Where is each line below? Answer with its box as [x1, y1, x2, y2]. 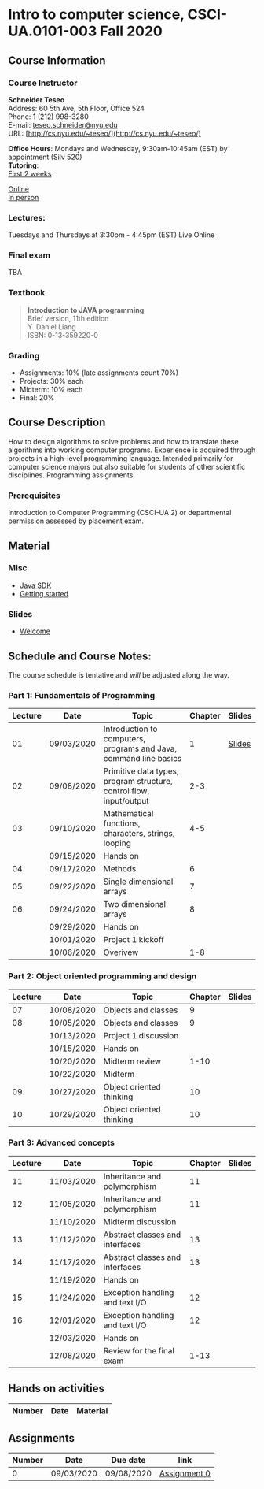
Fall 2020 [99, 22, 163, 40]
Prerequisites [8, 490, 60, 501]
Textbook [8, 288, 46, 299]
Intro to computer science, [8, 6, 185, 24]
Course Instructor [8, 77, 78, 88]
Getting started [19, 589, 69, 598]
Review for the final [103, 1345, 175, 1356]
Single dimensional [103, 876, 174, 887]
